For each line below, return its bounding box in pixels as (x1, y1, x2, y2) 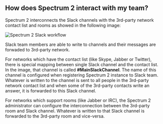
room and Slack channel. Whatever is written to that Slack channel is (5, 108, 145, 114)
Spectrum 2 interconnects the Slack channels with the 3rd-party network (5, 17, 154, 23)
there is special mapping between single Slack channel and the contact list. (5, 61, 159, 67)
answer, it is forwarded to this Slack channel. (5, 87, 96, 93)
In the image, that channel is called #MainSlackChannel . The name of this (5, 67, 157, 73)
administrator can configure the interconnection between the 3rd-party (5, 102, 150, 108)
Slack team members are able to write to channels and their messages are (5, 41, 156, 47)
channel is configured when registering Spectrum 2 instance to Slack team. (5, 72, 159, 78)
